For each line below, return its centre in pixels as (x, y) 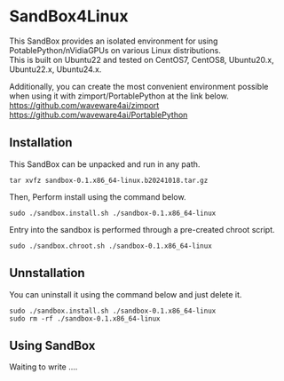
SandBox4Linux (69, 16)
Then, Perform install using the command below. (98, 196)
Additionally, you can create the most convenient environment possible (139, 86)
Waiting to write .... (43, 367)
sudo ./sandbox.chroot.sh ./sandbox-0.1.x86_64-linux (111, 246)
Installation (41, 143)
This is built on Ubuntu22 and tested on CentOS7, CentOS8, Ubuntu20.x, (142, 60)
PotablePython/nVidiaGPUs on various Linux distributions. (115, 50)
